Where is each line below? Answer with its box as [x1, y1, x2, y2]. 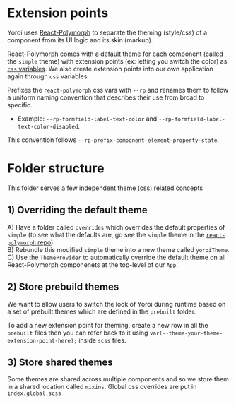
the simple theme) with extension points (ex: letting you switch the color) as [7, 57, 228, 65]
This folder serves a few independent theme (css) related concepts [7, 184, 203, 192]
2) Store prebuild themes [7, 281, 119, 293]
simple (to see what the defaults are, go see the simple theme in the [7, 230, 205, 239]
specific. [7, 100, 33, 109]
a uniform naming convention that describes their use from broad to [7, 93, 205, 102]
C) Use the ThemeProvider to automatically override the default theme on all [7, 253, 226, 261]
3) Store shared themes [7, 356, 113, 368]
